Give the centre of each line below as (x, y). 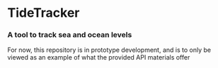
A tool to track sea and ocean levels (70, 35)
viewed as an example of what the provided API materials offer (99, 57)
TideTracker (44, 13)
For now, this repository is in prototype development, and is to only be (109, 50)
